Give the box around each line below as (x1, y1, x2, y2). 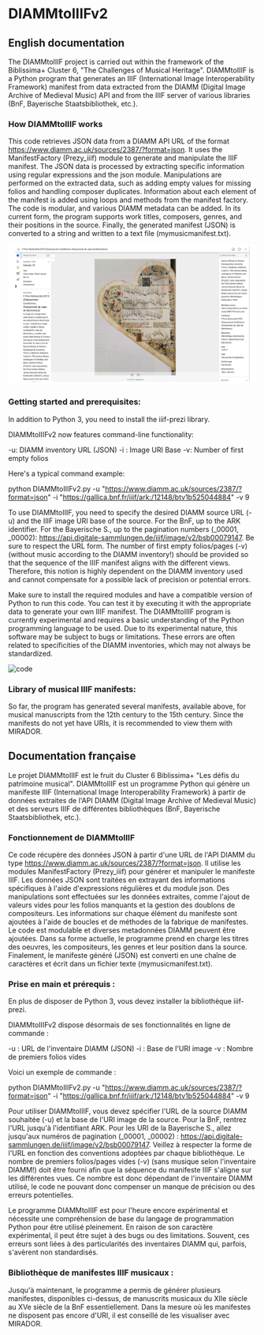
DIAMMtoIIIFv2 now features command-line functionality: (8, 429, 195, 439)
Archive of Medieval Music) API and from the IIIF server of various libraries (8, 91, 251, 99)
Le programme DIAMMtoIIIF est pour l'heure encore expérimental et (8, 1206, 229, 1215)
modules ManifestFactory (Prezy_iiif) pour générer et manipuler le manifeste (8, 867, 255, 876)
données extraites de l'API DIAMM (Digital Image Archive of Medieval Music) (8, 795, 257, 805)
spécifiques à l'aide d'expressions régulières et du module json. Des (8, 884, 230, 892)
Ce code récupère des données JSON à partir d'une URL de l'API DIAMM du (8, 850, 255, 859)
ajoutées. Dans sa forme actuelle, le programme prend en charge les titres (8, 934, 250, 943)
